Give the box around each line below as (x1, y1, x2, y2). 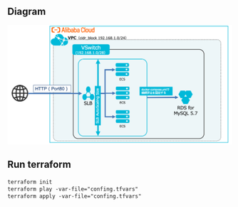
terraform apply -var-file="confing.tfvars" (7, 192, 142, 200)
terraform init (7, 178, 53, 186)
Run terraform (7, 159, 71, 171)
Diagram (7, 6, 46, 18)
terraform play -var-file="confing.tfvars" (7, 185, 139, 193)
